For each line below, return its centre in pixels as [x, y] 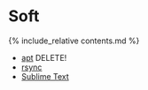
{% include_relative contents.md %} [74, 41]
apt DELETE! [44, 57]
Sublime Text [45, 76]
